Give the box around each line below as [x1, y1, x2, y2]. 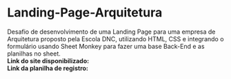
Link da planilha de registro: [7, 64, 88, 72]
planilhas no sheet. [7, 49, 61, 58]
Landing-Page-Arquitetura [7, 5, 163, 21]
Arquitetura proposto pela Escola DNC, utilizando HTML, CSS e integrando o [7, 34, 224, 43]
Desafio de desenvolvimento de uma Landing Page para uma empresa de [7, 27, 216, 36]
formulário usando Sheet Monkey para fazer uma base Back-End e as [7, 42, 205, 50]
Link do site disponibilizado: [7, 56, 90, 65]
